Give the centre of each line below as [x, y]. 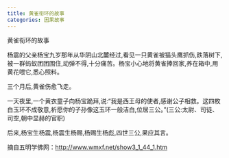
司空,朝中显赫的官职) [36, 118]
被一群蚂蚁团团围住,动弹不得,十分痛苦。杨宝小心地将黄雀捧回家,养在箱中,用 [113, 63]
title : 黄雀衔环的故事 [36, 13]
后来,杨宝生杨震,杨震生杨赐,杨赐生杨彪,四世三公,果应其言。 [90, 132]
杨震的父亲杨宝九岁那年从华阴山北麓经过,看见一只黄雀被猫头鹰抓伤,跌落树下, [115, 55]
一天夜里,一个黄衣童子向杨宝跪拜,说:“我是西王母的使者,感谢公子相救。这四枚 [114, 101]
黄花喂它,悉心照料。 [35, 72]
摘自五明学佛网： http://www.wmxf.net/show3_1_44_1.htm [87, 147]
